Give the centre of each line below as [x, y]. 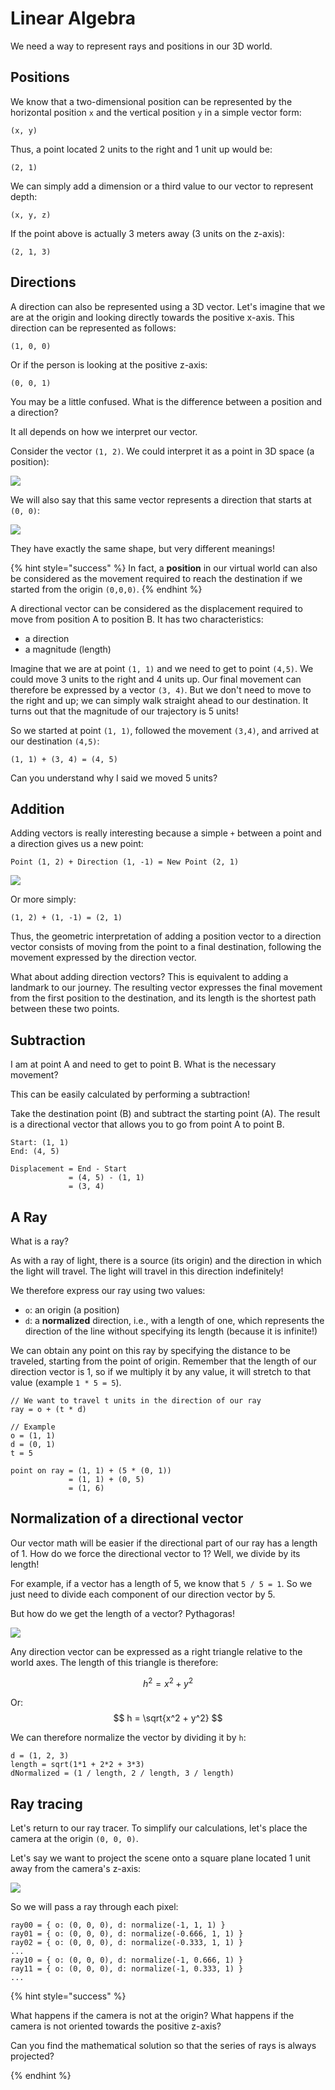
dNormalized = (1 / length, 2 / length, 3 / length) [122, 1773]
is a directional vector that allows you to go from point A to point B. [147, 1124]
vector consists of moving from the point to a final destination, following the [166, 947]
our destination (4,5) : [55, 741]
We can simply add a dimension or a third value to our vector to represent [162, 186]
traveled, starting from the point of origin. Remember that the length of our [163, 1361]
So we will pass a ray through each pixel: [94, 1907]
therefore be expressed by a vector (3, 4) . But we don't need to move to [161, 689]
